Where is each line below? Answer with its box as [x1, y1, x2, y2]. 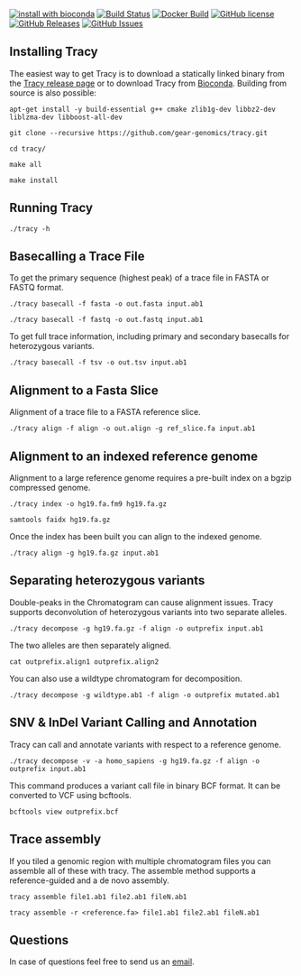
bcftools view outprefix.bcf [9, 807, 119, 816]
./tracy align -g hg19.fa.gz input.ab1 [9, 548, 160, 558]
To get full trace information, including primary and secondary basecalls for [9, 331, 290, 342]
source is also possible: [9, 87, 97, 98]
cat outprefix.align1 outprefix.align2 [9, 657, 160, 667]
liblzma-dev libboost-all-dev [9, 113, 123, 122]
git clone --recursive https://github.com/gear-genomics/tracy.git [9, 128, 269, 137]
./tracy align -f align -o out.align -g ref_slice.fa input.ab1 [9, 424, 256, 433]
